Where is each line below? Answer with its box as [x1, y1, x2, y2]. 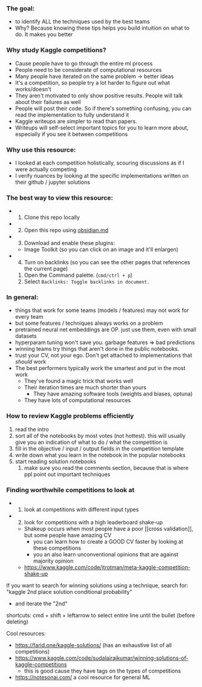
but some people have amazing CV [24, 532, 112, 539]
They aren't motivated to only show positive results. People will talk [15, 92, 183, 99]
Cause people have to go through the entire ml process [15, 59, 153, 67]
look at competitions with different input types [24, 506, 139, 513]
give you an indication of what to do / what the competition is [15, 438, 168, 446]
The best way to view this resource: [6, 194, 114, 202]
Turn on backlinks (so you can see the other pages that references [24, 259, 191, 266]
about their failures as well [15, 98, 81, 105]
